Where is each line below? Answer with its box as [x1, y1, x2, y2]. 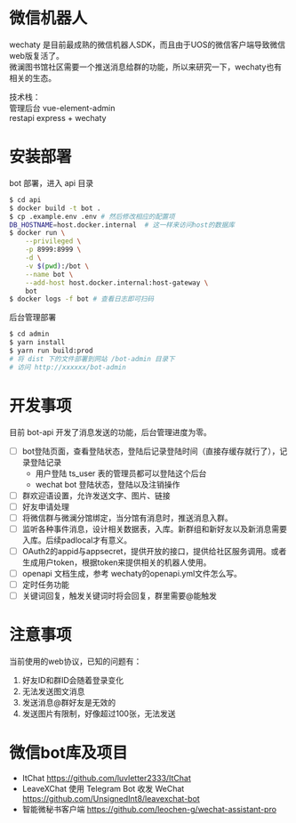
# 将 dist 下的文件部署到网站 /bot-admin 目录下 [9, 354, 175, 363]
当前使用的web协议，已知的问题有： [9, 656, 142, 667]
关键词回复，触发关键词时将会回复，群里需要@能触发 [21, 591, 218, 601]
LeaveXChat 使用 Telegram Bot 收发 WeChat [21, 784, 185, 794]
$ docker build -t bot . [9, 204, 101, 213]
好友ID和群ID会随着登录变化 [21, 675, 124, 686]
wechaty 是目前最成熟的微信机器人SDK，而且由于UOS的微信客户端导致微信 [9, 39, 286, 50]
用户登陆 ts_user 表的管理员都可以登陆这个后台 [35, 468, 207, 479]
